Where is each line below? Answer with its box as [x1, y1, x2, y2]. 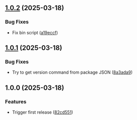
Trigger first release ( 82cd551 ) [12, 109, 73, 115]
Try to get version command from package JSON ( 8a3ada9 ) [12, 69, 133, 75]
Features [5, 98, 27, 105]
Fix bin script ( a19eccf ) [12, 29, 58, 36]
